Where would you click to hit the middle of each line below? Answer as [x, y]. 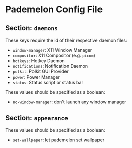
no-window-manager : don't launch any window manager [69, 102]
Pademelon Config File [54, 9]
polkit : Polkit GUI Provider [40, 71]
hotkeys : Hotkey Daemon [39, 61]
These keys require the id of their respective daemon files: [66, 40]
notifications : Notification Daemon [50, 66]
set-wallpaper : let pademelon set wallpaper [58, 140]
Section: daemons [32, 28]
